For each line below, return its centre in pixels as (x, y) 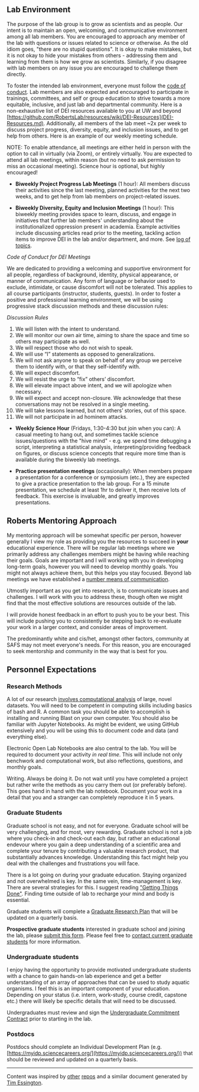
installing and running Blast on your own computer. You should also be (92, 718)
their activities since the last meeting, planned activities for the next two (103, 190)
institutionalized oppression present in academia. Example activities (98, 226)
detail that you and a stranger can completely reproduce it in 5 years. (91, 797)
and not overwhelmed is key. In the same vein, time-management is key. (94, 881)
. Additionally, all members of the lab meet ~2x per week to (115, 123)
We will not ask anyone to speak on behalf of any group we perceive (98, 360)
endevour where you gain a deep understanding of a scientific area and (94, 845)
